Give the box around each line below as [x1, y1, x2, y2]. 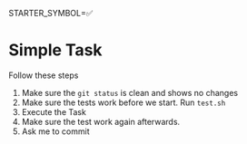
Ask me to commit [21, 126, 90, 137]
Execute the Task [21, 106, 87, 117]
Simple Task [8, 40, 103, 61]
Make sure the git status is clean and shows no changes [21, 87, 238, 98]
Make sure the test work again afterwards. [21, 116, 181, 127]
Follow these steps [8, 70, 79, 81]
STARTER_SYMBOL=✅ [8, 8, 94, 18]
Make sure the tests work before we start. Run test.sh [21, 97, 226, 108]
